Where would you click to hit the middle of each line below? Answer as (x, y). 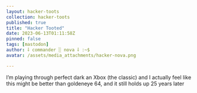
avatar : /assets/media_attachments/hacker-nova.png (71, 55)
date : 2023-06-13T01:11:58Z (41, 34)
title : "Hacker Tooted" (35, 28)
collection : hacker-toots (38, 17)
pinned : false (24, 39)
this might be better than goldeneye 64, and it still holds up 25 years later (95, 84)
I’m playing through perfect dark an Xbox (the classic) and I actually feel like (99, 77)
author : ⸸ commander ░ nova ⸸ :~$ (48, 50)
